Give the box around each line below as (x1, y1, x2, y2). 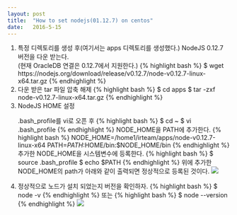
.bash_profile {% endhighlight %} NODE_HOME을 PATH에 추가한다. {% (17, 125, 221, 134)
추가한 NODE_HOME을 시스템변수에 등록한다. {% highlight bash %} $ (17, 149, 214, 158)
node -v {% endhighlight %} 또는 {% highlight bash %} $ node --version (17, 191, 228, 199)
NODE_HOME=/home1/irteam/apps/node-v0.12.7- (71, 134, 216, 142)
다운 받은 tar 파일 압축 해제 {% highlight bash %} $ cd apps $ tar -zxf (17, 86, 216, 94)
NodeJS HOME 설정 (17, 102, 76, 110)
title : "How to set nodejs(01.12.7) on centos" (7, 17, 154, 24)
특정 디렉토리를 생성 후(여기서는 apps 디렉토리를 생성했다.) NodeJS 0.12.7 (17, 44, 224, 52)
